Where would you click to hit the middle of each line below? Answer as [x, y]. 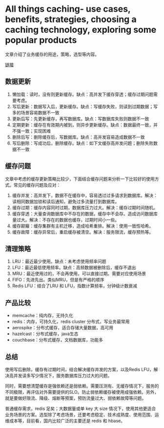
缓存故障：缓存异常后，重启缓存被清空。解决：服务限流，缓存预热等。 [83, 232]
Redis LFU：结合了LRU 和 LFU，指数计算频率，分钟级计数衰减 [75, 286]
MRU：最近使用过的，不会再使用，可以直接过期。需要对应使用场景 [79, 274]
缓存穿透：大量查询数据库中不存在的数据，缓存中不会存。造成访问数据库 [85, 214]
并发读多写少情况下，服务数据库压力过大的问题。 [63, 375]
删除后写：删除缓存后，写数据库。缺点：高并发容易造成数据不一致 [78, 137]
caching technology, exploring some [81, 30]
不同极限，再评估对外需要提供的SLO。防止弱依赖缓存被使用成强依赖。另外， [82, 392]
